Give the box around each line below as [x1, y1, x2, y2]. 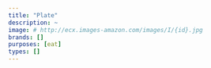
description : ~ [8, 19, 58, 27]
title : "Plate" [8, 11, 58, 20]
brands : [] [8, 33, 44, 41]
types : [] [8, 48, 41, 55]
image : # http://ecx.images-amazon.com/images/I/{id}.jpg [8, 26, 203, 34]
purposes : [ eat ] [8, 41, 62, 48]
